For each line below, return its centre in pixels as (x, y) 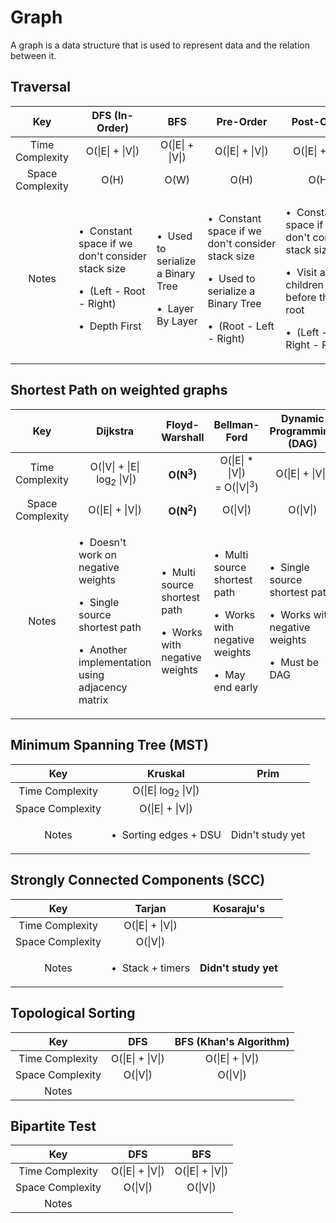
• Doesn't (102, 542)
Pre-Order (242, 121)
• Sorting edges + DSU (166, 834)
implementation (115, 662)
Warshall (183, 437)
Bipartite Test (53, 1126)
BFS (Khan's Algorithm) (232, 1041)
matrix (93, 699)
